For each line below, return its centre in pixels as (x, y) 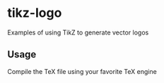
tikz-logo (35, 13)
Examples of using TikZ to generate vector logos (78, 32)
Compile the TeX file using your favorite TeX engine (82, 71)
